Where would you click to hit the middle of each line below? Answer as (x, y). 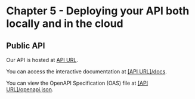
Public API (26, 46)
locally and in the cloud (65, 24)
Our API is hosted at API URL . (42, 60)
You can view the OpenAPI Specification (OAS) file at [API (77, 83)
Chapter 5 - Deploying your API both (98, 11)
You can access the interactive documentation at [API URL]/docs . (86, 72)
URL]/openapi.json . (30, 89)
